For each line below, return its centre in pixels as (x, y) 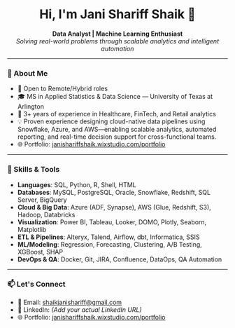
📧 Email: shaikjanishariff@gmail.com (70, 302)
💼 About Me (28, 73)
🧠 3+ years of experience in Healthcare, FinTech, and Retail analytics (117, 114)
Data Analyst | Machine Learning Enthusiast (117, 34)
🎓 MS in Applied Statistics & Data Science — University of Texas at (115, 97)
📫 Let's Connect (36, 285)
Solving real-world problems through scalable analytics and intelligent (117, 41)
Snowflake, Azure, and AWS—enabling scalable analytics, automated (117, 130)
